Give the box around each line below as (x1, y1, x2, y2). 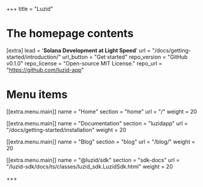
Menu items (6, 88, 68, 101)
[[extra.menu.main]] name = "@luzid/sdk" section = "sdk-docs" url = (6, 156, 180, 164)
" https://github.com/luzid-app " (6, 66, 84, 73)
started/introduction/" (6, 53, 61, 61)
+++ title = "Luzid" (6, 5, 53, 12)
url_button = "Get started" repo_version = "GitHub (62, 53, 188, 61)
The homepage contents (6, 27, 134, 40)
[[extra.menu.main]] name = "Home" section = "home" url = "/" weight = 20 (6, 108, 197, 115)
